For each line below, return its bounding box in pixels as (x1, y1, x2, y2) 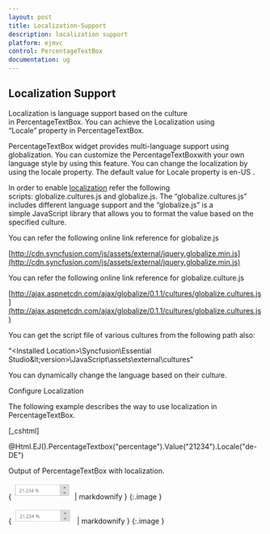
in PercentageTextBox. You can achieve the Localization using (8, 117, 215, 126)
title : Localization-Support (8, 21, 107, 30)
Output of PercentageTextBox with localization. (8, 466, 165, 476)
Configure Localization (8, 386, 84, 395)
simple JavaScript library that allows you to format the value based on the (8, 208, 254, 218)
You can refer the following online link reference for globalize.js (8, 233, 220, 242)
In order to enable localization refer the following (8, 182, 171, 192)
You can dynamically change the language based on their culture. (8, 370, 227, 380)
